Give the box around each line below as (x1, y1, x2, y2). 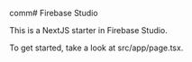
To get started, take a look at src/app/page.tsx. (9, 42, 184, 53)
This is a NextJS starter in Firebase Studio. (9, 25, 169, 35)
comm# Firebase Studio (9, 8, 98, 18)
